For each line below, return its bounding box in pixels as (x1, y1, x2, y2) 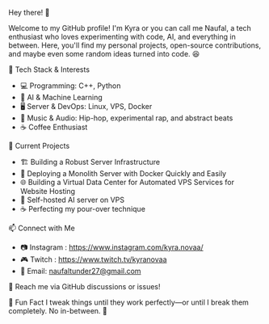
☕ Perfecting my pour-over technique (19, 204, 145, 213)
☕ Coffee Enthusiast (19, 122, 88, 132)
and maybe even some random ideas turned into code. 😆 (8, 49, 200, 58)
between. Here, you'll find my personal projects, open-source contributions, (8, 40, 262, 50)
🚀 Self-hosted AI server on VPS (19, 195, 125, 204)
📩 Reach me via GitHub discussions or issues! (8, 282, 161, 291)
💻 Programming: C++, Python (19, 81, 121, 90)
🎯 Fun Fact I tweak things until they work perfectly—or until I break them (8, 297, 249, 307)
